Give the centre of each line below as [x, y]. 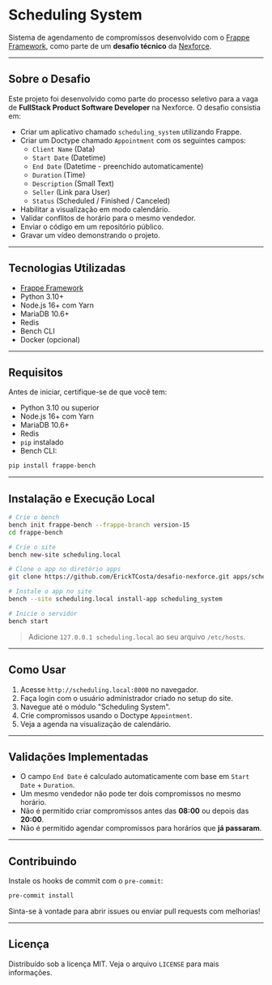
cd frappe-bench [36, 532]
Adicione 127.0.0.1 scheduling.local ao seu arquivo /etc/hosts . [137, 637]
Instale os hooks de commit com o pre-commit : [86, 881]
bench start [28, 621]
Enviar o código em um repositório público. [92, 226]
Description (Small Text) [73, 183]
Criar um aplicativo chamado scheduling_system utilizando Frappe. [131, 131]
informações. [30, 972]
